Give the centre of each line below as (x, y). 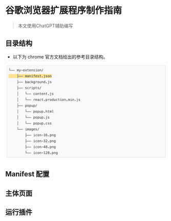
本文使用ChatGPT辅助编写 (45, 26)
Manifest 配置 (27, 174)
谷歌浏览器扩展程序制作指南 (64, 11)
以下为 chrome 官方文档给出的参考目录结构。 (60, 56)
